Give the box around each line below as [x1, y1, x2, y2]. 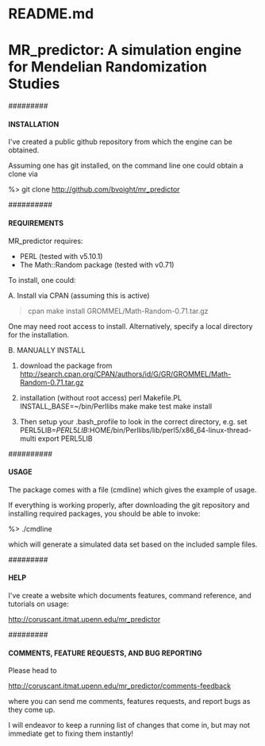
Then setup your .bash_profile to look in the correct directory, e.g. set [19, 416, 248, 426]
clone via [8, 169, 38, 179]
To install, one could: [8, 275, 77, 284]
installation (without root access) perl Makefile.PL [19, 392, 182, 402]
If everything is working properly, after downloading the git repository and [8, 500, 250, 509]
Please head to [8, 666, 57, 675]
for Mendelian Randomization [8, 58, 208, 76]
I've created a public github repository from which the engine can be [8, 137, 232, 147]
